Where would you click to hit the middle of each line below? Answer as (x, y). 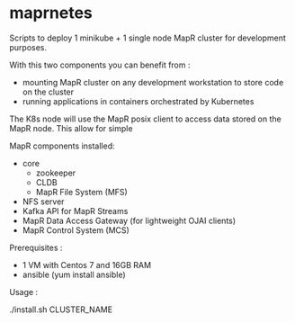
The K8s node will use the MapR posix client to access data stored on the (145, 119)
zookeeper (56, 173)
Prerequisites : (36, 247)
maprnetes (51, 13)
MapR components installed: (62, 146)
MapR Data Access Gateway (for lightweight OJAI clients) (129, 220)
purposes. (28, 47)
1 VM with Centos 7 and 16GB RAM (86, 265)
